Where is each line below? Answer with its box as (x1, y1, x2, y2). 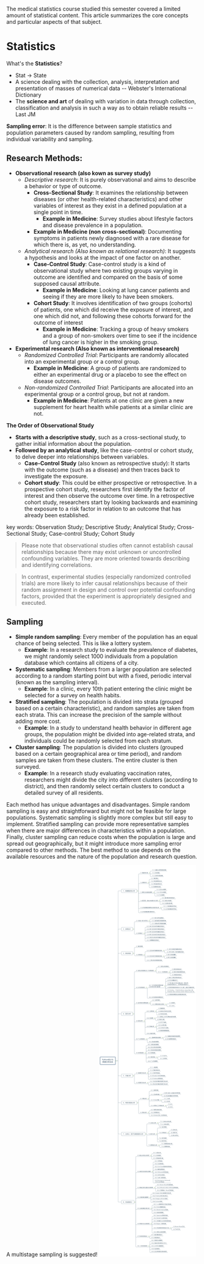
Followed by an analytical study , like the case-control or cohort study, (15, 446, 194, 454)
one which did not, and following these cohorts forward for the (33, 312, 191, 320)
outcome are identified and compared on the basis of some (33, 273, 183, 281)
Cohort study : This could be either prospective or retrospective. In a (24, 479, 197, 486)
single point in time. (33, 208, 83, 216)
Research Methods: (6, 153, 82, 164)
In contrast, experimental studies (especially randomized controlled (21, 573, 191, 580)
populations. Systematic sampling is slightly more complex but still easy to (6, 813, 194, 821)
